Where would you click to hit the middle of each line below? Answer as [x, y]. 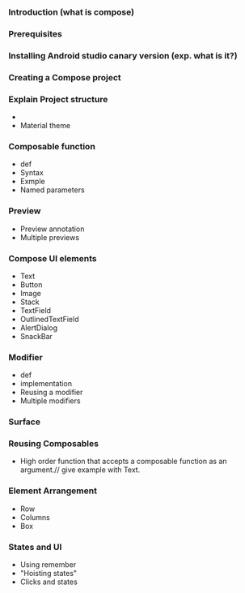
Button [31, 284]
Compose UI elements [53, 258]
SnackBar [36, 336]
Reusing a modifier [51, 393]
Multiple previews [49, 237]
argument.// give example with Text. [80, 470]
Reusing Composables [54, 444]
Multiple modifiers [50, 401]
